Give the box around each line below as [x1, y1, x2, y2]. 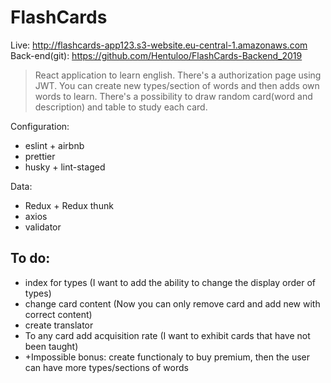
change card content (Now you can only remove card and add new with [24, 297, 321, 310]
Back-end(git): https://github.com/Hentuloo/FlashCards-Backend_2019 [10, 49, 303, 61]
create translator [24, 319, 94, 331]
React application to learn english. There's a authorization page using [34, 69, 322, 81]
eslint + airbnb [24, 139, 85, 151]
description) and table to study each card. [34, 101, 208, 113]
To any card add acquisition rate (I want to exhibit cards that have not [24, 329, 311, 341]
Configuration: [10, 120, 70, 132]
